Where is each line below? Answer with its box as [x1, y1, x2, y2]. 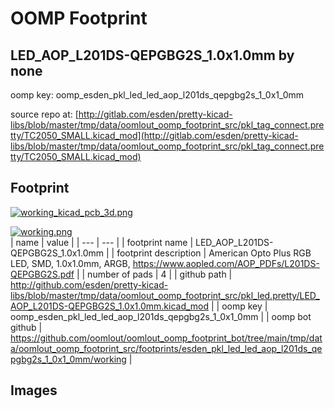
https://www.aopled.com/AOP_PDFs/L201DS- [132, 257, 320, 269]
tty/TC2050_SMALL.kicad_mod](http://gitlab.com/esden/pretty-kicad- [10, 130, 299, 141]
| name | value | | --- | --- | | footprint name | [10, 236, 194, 248]
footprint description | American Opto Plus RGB [116, 247, 312, 259]
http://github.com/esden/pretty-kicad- [10, 278, 169, 291]
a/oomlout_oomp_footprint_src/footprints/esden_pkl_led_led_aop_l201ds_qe [10, 342, 323, 354]
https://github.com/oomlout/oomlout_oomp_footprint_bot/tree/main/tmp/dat [10, 332, 323, 344]
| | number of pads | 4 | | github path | [76, 268, 233, 280]
